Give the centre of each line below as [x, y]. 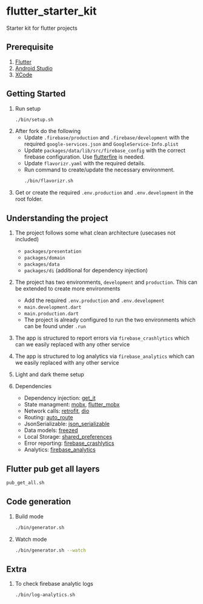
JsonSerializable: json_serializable [67, 424]
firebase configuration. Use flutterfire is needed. [85, 157]
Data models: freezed [51, 430]
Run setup [28, 108]
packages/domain [45, 258]
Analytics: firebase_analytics [60, 450]
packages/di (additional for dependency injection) [86, 270]
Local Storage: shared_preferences [68, 437]
